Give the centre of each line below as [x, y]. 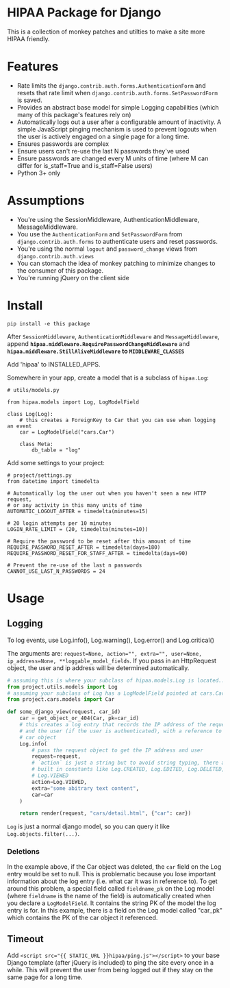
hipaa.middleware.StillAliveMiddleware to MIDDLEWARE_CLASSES [96, 351]
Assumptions [46, 201]
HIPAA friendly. [28, 38]
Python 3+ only [39, 173]
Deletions [23, 852]
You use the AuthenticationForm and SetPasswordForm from [100, 234]
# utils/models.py [33, 390]
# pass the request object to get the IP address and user [118, 750]
